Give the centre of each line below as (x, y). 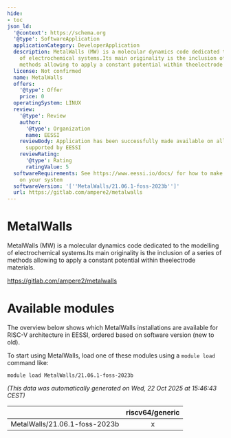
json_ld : (20, 26)
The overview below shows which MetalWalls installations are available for (113, 328)
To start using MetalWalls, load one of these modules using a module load (111, 355)
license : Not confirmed (47, 71)
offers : (24, 84)
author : (30, 122)
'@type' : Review (43, 116)
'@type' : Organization (58, 129)
